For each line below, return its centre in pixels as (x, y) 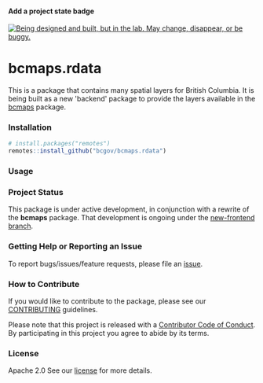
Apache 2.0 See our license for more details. (80, 370)
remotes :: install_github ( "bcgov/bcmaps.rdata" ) (88, 151)
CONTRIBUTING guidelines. (53, 309)
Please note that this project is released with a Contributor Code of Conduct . (132, 325)
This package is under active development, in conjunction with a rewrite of (129, 209)
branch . (21, 226)
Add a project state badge (51, 11)
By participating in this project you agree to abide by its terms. (109, 333)
